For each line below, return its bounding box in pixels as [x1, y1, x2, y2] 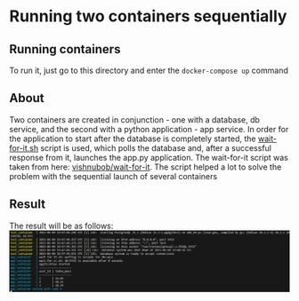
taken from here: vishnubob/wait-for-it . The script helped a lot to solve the [9, 162, 282, 172]
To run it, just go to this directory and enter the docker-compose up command [9, 65, 289, 75]
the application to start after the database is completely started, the [9, 133, 256, 144]
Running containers [9, 42, 121, 57]
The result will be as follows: [9, 220, 114, 231]
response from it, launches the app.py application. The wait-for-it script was [9, 152, 289, 162]
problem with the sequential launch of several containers [9, 170, 218, 181]
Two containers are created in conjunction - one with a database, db [9, 114, 261, 125]
